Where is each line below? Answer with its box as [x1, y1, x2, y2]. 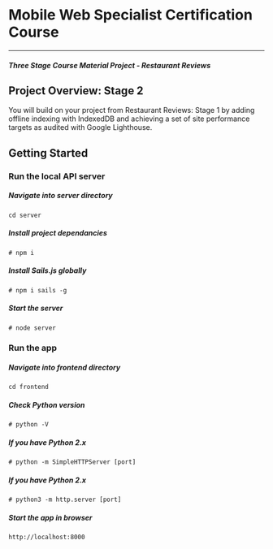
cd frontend [8, 383, 49, 391]
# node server [8, 323, 57, 332]
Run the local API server [8, 171, 106, 182]
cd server [8, 211, 42, 219]
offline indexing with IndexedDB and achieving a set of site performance [8, 114, 250, 123]
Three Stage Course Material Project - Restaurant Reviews [8, 60, 211, 70]
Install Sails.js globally [8, 266, 87, 275]
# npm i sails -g [8, 286, 67, 294]
